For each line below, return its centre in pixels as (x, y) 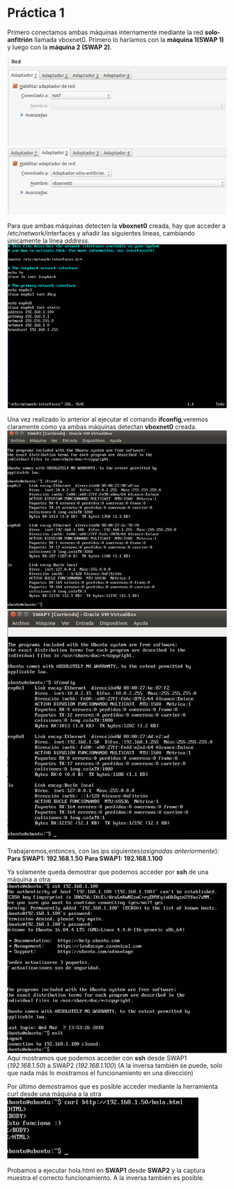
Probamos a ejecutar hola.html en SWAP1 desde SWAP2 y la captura (106, 1170)
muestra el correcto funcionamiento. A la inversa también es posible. (106, 1177)
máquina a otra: (30, 879)
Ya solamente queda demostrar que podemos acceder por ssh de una (108, 872)
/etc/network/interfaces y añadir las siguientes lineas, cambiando (101, 233)
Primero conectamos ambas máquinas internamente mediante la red (105, 32)
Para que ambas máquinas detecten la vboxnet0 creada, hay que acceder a (117, 226)
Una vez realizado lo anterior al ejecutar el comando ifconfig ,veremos (108, 419)
